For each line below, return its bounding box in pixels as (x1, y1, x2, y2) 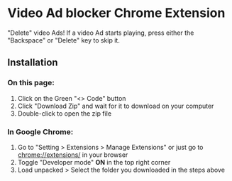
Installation (7, 57, 58, 69)
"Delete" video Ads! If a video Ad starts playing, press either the (7, 28, 194, 37)
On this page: (7, 78, 55, 88)
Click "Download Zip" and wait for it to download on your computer (17, 102, 214, 110)
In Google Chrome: (7, 126, 74, 136)
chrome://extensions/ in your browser (17, 150, 128, 159)
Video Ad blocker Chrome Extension (7, 5, 226, 21)
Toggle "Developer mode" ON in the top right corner (17, 158, 171, 166)
